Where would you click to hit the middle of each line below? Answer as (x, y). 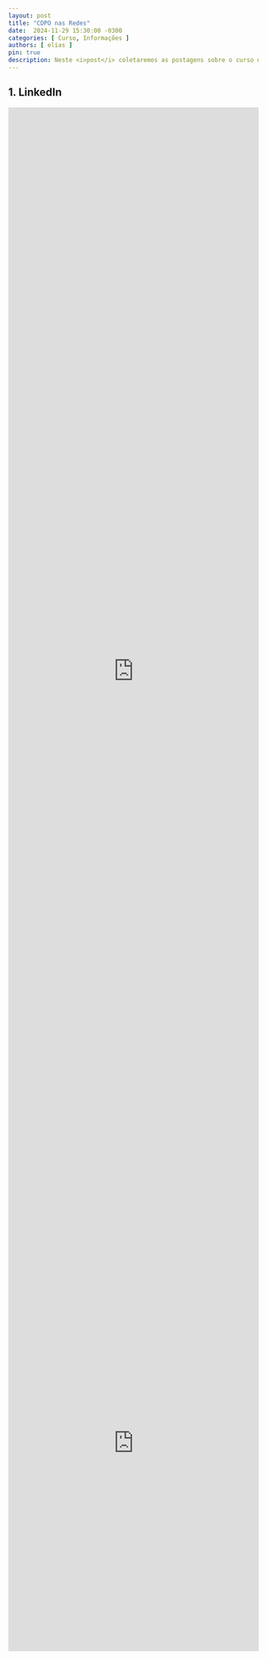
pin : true (25, 53)
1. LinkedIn (35, 92)
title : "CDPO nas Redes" (49, 23)
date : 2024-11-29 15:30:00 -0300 (66, 30)
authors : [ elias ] (41, 45)
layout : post (30, 16)
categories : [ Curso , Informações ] (69, 38)
